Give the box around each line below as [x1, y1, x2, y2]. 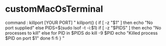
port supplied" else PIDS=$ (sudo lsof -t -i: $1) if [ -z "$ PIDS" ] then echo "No [5, 24, 162, 30]
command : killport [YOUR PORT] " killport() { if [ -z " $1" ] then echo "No [5, 20, 153, 25]
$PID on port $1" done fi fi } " [5, 35, 65, 41]
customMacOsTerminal [5, 3, 103, 15]
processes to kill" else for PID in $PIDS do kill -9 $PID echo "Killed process [5, 30, 158, 36]
